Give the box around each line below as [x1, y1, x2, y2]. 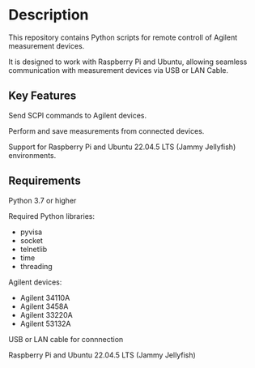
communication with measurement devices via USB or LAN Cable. [8, 65, 229, 75]
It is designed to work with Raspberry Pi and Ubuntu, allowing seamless [8, 57, 248, 66]
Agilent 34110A [19, 293, 70, 302]
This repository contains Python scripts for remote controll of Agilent [8, 32, 238, 42]
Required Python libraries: [8, 211, 96, 220]
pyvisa [19, 227, 43, 237]
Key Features [8, 89, 77, 103]
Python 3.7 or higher [8, 195, 77, 205]
